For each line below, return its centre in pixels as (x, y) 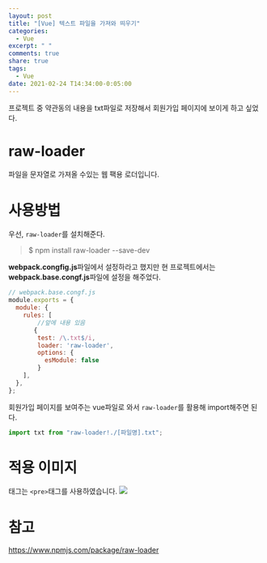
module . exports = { (41, 301)
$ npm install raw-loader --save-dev (89, 250)
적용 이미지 (43, 467)
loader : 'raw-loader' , (76, 345)
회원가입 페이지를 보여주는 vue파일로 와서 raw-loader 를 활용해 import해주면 (129, 407)
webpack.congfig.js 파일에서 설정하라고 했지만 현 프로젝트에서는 (112, 267)
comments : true (34, 53)
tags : (17, 69)
